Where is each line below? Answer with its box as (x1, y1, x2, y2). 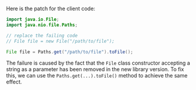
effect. (6, 78, 22, 85)
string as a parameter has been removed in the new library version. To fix (6, 66, 184, 73)
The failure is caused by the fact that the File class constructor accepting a (6, 59, 191, 67)
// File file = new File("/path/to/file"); (6, 38, 115, 44)
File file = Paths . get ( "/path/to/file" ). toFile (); (6, 49, 133, 55)
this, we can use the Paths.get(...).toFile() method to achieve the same (6, 72, 188, 79)
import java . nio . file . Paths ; (6, 22, 78, 28)
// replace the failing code (6, 33, 78, 38)
